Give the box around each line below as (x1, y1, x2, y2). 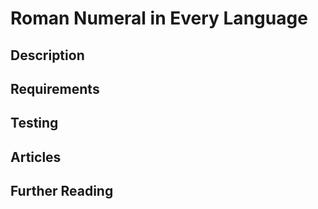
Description (10, 47, 85, 64)
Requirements (10, 80, 100, 97)
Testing (10, 115, 59, 132)
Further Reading (10, 183, 114, 200)
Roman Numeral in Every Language (10, 7, 308, 30)
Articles (10, 148, 62, 166)
